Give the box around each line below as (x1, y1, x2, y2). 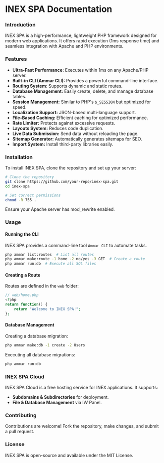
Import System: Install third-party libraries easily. (12, 141, 113, 147)
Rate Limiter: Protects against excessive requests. (12, 120, 115, 126)
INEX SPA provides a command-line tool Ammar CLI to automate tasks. (5, 242, 147, 248)
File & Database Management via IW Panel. (12, 400, 102, 406)
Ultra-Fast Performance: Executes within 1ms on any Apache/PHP (12, 67, 149, 73)
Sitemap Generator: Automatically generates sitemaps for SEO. (12, 136, 142, 142)
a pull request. (5, 429, 35, 435)
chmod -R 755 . (5, 197, 37, 202)
